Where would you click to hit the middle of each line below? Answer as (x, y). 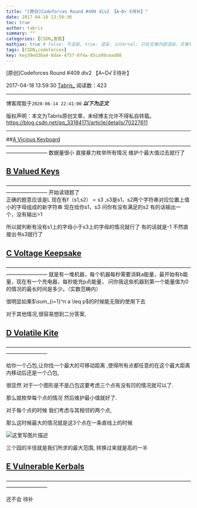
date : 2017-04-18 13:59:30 (39, 17)
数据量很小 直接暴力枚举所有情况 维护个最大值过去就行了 (117, 152)
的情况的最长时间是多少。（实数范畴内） (54, 289)
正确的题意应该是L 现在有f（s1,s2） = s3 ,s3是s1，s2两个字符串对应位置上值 (98, 200)
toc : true (18, 22)
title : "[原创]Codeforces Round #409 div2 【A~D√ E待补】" (77, 11)
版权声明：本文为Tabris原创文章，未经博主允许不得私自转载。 (80, 116)
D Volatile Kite (32, 333)
